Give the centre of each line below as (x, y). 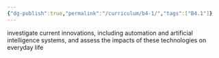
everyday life (25, 47)
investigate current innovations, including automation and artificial (100, 33)
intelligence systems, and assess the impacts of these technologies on (107, 40)
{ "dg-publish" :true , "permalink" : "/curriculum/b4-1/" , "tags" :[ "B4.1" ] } (110, 13)
